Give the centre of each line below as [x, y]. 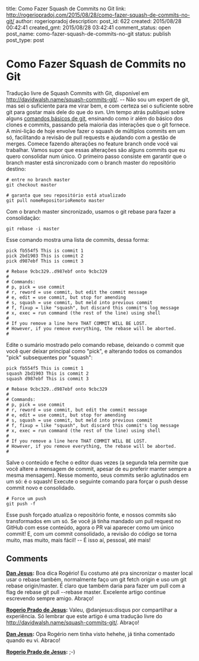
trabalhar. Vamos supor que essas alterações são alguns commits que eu [96, 150]
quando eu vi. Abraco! [33, 640]
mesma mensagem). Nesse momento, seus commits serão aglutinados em [97, 475]
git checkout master [32, 185]
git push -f [21, 504]
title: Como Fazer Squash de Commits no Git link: [66, 9]
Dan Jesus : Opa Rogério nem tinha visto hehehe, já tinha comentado [91, 634]
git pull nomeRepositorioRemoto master [56, 200]
